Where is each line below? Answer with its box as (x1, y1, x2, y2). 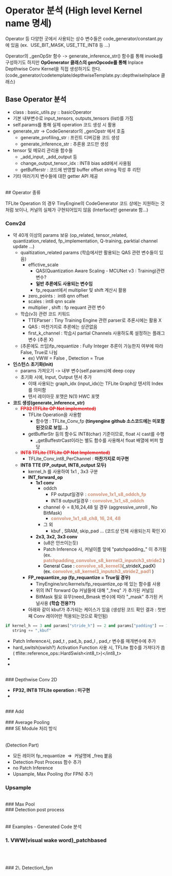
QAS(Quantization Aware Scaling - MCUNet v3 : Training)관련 (35, 268, 165, 274)
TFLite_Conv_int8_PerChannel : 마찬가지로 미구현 (28, 456, 129, 462)
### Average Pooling (5, 719, 50, 725)
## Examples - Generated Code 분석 (5, 824, 82, 830)
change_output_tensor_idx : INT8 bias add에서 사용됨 (20, 160, 132, 166)
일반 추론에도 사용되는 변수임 (35, 281, 93, 287)
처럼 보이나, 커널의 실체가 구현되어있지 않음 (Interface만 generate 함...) (5, 207, 148, 213)
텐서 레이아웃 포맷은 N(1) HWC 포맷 (28, 394, 100, 400)
